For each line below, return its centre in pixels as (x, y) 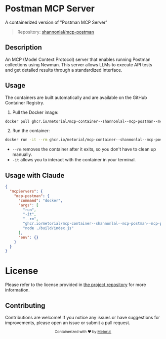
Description (23, 48)
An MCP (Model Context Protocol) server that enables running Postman (78, 59)
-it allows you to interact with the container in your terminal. (74, 160)
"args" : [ (28, 205)
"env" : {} (28, 237)
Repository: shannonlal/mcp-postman (56, 32)
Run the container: (31, 131)
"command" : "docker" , (41, 200)
